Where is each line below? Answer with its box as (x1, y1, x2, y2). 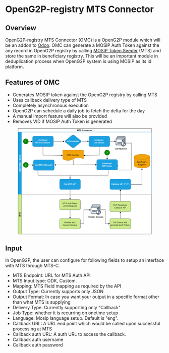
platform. (5, 64, 24, 69)
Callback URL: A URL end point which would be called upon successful (12, 321, 160, 327)
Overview (5, 24, 37, 32)
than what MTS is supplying (12, 299, 71, 305)
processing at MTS (12, 326, 52, 332)
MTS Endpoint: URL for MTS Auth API (12, 272, 91, 278)
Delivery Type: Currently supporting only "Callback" (12, 305, 121, 311)
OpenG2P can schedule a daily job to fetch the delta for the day (12, 107, 145, 114)
